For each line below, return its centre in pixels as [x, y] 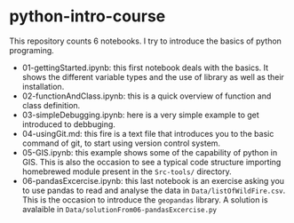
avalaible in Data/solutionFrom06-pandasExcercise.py [119, 209]
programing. [32, 50]
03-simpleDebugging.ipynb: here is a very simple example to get [140, 115]
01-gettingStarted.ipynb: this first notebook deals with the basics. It [145, 68]
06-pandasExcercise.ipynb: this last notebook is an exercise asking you [153, 180]
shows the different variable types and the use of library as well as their [153, 76]
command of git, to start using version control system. [121, 143]
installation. [43, 86]
